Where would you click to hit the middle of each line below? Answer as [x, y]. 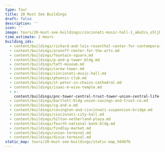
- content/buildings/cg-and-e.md [44, 105]
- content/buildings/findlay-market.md [50, 128]
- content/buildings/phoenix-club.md [48, 78]
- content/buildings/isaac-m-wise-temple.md [56, 87]
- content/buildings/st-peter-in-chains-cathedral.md [66, 82]
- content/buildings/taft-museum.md [47, 64]
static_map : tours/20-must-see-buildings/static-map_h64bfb [68, 142]
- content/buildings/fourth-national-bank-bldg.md [62, 124]
